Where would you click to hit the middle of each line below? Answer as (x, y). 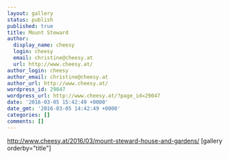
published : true (30, 26)
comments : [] (26, 121)
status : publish (30, 20)
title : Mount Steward (38, 32)
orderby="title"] (29, 148)
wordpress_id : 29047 (37, 89)
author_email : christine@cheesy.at (58, 77)
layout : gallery (30, 13)
